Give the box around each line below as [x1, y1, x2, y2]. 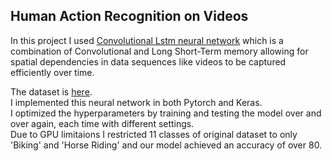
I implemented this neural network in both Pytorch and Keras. [10, 96, 263, 108]
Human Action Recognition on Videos [10, 8, 249, 25]
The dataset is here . [10, 85, 93, 98]
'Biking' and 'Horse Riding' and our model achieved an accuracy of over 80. [10, 139, 323, 151]
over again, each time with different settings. [10, 117, 195, 129]
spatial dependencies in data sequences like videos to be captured [10, 55, 287, 68]
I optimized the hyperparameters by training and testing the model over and [10, 107, 322, 119]
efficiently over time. [10, 66, 95, 78]
